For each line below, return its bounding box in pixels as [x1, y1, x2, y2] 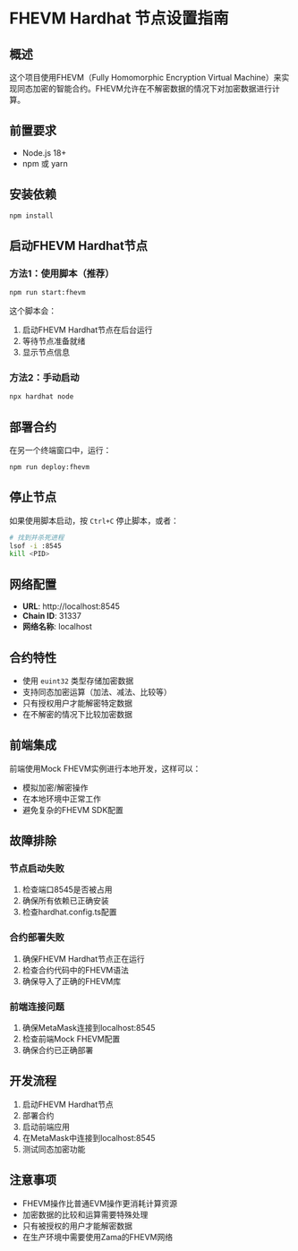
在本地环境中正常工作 [21, 793, 101, 804]
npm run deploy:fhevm [9, 463, 90, 472]
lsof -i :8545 [9, 541, 63, 551]
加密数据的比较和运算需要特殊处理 [21, 1209, 149, 1220]
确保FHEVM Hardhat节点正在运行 [21, 953, 145, 964]
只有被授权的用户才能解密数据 [21, 1220, 132, 1231]
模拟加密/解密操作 [21, 782, 89, 793]
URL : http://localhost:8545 [21, 601, 121, 612]
